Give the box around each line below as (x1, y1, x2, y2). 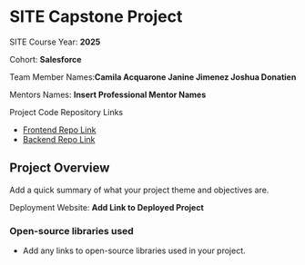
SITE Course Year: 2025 (9, 36, 101, 47)
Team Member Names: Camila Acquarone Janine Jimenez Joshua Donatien (9, 71, 297, 83)
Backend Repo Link (22, 133, 96, 144)
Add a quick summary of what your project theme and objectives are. (9, 184, 269, 195)
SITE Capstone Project (9, 6, 183, 27)
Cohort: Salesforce (9, 54, 82, 64)
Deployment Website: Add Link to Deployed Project (9, 201, 205, 212)
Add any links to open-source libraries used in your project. (22, 245, 246, 256)
